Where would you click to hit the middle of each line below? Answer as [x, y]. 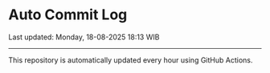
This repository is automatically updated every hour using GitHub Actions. [131, 60]
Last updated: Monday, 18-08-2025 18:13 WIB [84, 37]
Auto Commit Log [68, 15]
